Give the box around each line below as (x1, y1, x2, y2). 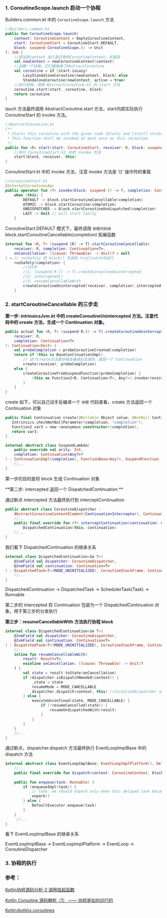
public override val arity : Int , (14, 447, 83, 452)
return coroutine (14, 91, 50, 97)
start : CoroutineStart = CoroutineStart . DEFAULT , (14, 40, 119, 45)
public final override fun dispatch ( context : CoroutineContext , (14, 770, 150, 775)
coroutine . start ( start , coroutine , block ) (14, 87, 103, 92)
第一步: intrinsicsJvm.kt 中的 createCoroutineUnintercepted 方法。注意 (5, 313, 154, 319)
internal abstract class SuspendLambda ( (5, 443, 90, 448)
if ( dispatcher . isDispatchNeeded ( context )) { (23, 675, 119, 680)
